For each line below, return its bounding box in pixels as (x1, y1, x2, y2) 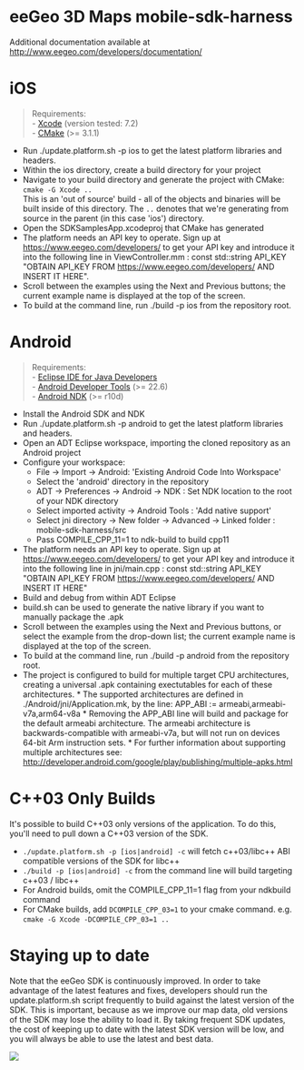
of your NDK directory (35, 495, 119, 506)
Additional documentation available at (9, 36, 151, 47)
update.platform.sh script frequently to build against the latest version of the (9, 994, 295, 1005)
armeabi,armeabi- (219, 698, 287, 709)
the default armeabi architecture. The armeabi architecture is (22, 717, 251, 729)
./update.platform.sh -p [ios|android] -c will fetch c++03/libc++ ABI (22, 845, 290, 856)
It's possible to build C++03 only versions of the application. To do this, (9, 818, 277, 829)
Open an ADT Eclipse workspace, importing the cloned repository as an (22, 437, 290, 448)
